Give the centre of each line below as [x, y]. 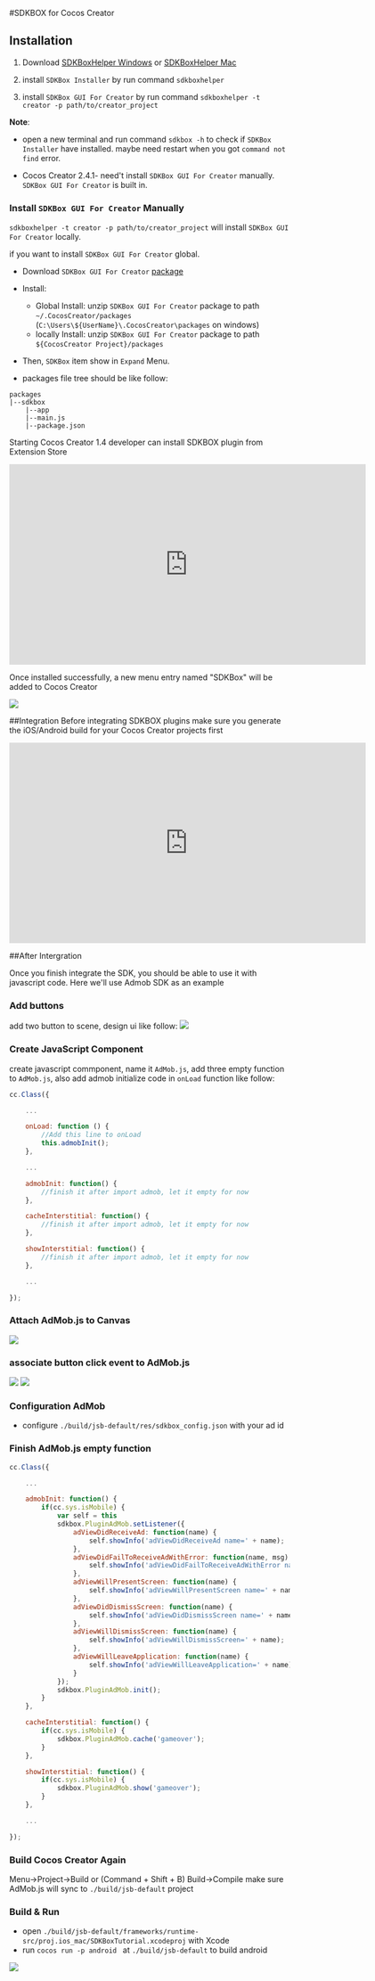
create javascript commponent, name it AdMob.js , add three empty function [147, 1068]
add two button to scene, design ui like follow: [94, 1026]
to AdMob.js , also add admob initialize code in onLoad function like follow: [142, 1078]
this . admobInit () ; [75, 1143]
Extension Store [38, 452]
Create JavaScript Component [77, 1049]
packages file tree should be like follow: [95, 379]
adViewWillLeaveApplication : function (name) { [161, 1657]
